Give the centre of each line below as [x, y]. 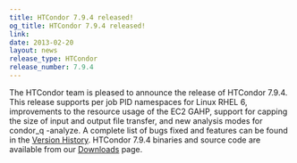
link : [19, 34]
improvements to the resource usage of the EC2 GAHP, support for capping [148, 111]
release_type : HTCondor [54, 59]
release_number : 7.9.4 [51, 68]
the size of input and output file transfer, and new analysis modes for [136, 120]
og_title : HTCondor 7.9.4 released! [77, 26]
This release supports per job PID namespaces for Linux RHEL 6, [128, 102]
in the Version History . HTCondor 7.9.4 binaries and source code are [135, 140]
